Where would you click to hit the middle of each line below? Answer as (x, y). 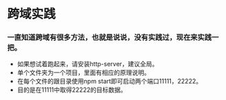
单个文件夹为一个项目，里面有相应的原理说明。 (83, 72)
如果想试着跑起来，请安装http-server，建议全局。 (88, 64)
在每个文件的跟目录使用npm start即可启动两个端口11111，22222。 (109, 81)
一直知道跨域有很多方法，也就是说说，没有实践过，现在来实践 (110, 37)
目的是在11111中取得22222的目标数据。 (72, 90)
